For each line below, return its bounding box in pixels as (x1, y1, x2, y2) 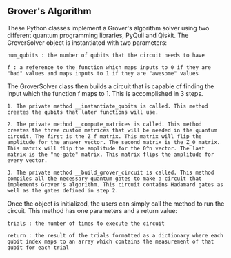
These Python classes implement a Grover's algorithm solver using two (7, 23, 210, 32)
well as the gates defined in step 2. (7, 187, 119, 194)
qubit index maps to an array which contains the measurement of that (7, 238, 214, 245)
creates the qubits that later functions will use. (7, 108, 159, 116)
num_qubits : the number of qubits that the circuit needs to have (7, 52, 205, 59)
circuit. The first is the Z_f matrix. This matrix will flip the (7, 132, 202, 140)
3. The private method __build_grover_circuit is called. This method (7, 169, 214, 176)
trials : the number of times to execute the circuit (7, 220, 165, 227)
